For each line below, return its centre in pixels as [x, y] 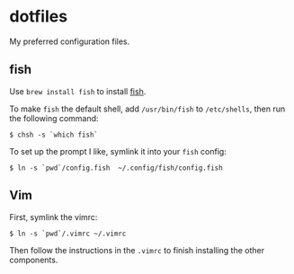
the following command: [54, 118]
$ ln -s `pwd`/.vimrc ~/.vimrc [68, 234]
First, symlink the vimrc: [53, 217]
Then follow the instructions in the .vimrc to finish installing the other [137, 250]
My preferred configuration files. [70, 41]
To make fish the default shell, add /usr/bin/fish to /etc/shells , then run [147, 109]
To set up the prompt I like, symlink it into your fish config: [118, 151]
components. [34, 260]
